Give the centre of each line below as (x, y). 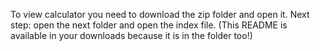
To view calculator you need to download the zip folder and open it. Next (160, 14)
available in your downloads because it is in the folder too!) (131, 35)
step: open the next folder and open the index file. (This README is (149, 25)
